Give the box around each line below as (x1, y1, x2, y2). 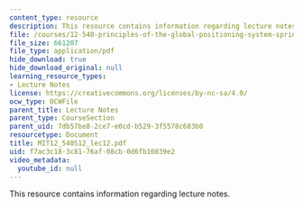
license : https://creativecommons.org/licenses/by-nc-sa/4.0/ (9, 88, 248, 97)
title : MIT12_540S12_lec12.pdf (9, 139, 127, 148)
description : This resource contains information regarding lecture (9, 22, 272, 31)
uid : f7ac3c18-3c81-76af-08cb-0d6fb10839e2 (9, 147, 176, 156)
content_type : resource (9, 13, 99, 23)
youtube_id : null (17, 164, 83, 173)
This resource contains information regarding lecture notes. (9, 188, 231, 199)
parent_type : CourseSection (9, 113, 115, 122)
